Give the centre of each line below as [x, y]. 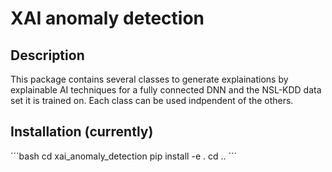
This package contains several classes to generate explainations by [149, 79]
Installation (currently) [82, 132]
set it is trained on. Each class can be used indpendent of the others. [152, 100]
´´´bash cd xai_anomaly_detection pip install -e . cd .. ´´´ [124, 156]
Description [47, 55]
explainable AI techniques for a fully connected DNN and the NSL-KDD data [166, 90]
